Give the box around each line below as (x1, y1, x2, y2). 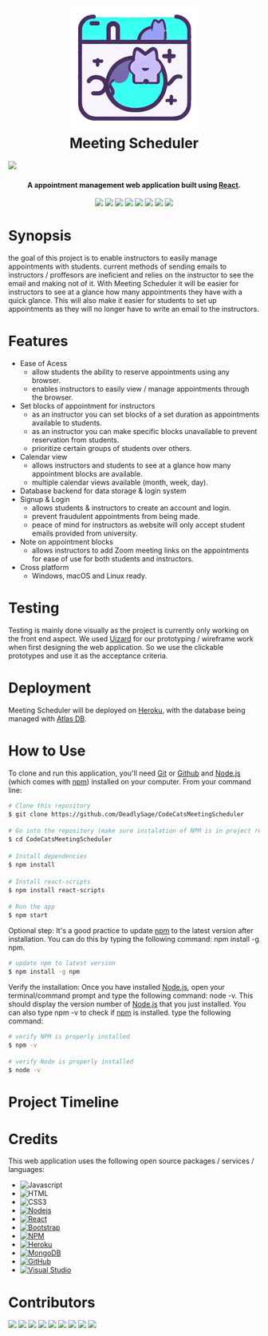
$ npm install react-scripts (8, 886, 105, 894)
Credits (8, 1130, 58, 1148)
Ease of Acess (19, 359, 68, 369)
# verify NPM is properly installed (8, 1032, 130, 1040)
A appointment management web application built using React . (27, 180, 241, 189)
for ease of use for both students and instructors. (31, 554, 194, 564)
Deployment (8, 679, 92, 697)
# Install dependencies (8, 852, 88, 860)
